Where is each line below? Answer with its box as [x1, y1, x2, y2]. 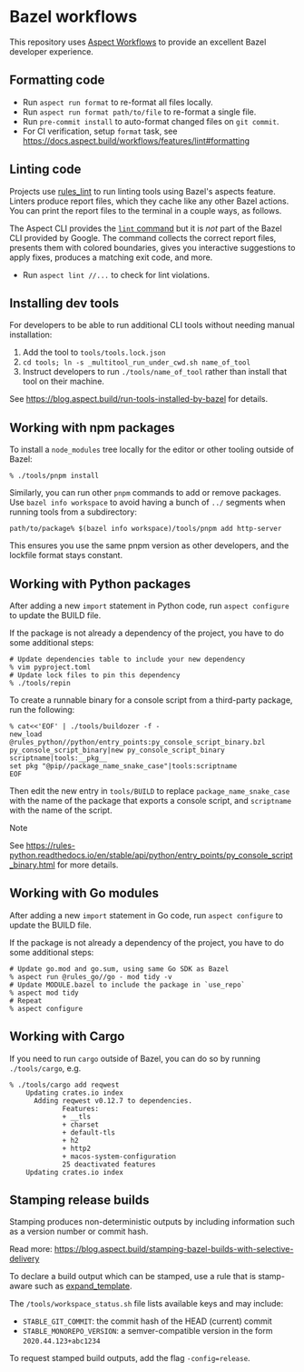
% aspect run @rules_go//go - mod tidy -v [9, 972, 172, 981]
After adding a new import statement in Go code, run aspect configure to [9, 909, 283, 920]
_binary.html [9, 859, 56, 870]
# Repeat [9, 996, 43, 1006]
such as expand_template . [34, 1280, 133, 1292]
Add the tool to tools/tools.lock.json [22, 347, 166, 358]
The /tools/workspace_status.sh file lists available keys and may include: [9, 1298, 284, 1309]
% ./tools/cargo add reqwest [9, 1080, 120, 1089]
